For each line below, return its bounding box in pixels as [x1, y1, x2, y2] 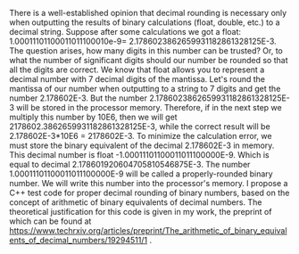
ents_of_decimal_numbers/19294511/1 [9, 235, 148, 245]
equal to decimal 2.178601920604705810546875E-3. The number [9, 160, 251, 169]
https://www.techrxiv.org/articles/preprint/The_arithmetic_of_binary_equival [9, 225, 287, 235]
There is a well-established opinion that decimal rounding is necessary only [9, 8, 287, 18]
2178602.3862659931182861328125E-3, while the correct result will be [9, 121, 270, 132]
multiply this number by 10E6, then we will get [9, 111, 178, 122]
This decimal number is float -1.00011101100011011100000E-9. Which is [9, 150, 270, 160]
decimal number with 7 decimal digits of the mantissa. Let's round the [9, 74, 266, 84]
